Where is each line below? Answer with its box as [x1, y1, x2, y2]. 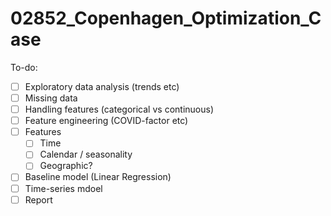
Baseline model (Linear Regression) [24, 171, 172, 183]
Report [24, 193, 53, 206]
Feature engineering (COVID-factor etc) [24, 115, 189, 127]
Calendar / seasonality [39, 148, 133, 161]
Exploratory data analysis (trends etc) [24, 80, 180, 92]
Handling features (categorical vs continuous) [24, 103, 214, 116]
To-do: [10, 61, 38, 73]
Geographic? [39, 160, 93, 172]
